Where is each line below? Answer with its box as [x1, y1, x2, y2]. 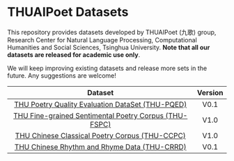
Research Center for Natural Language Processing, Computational [7, 35, 197, 44]
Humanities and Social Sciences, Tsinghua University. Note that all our [7, 43, 210, 51]
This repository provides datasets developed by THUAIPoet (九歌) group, [7, 28, 217, 36]
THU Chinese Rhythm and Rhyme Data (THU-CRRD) [14, 142, 187, 151]
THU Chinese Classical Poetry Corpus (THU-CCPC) [15, 130, 186, 140]
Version [196, 87, 224, 97]
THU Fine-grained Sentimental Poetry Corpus [13, 110, 164, 120]
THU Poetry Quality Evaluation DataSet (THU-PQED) [13, 99, 187, 109]
